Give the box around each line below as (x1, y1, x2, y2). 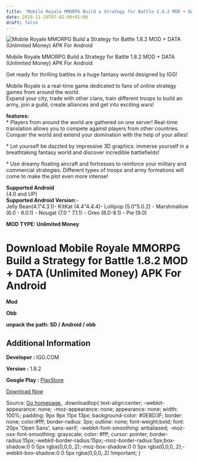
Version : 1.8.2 (6, 365, 41, 373)
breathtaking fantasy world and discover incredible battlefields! (6, 149, 160, 156)
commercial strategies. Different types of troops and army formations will (6, 167, 184, 174)
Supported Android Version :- (6, 197, 79, 204)
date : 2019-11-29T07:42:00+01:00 (6, 14, 88, 20)
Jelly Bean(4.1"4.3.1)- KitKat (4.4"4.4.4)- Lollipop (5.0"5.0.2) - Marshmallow (6, 203, 189, 210)
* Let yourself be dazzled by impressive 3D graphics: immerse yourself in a (6, 142, 189, 150)
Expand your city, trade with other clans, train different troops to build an (6, 95, 183, 102)
